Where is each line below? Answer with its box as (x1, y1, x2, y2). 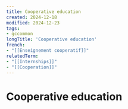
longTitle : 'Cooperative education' (6, 36, 97, 42)
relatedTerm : (6, 53, 39, 59)
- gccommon (6, 31, 33, 37)
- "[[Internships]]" (6, 58, 58, 64)
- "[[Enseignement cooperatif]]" (6, 48, 89, 54)
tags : (6, 25, 20, 32)
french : (6, 42, 26, 48)
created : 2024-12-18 (6, 14, 58, 20)
